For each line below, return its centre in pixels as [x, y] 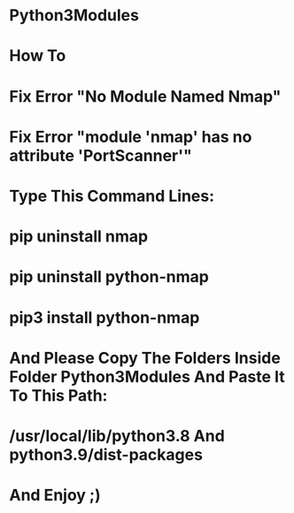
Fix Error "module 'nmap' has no [131, 137]
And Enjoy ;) [55, 495]
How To [38, 56]
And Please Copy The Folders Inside [145, 358]
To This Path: [58, 395]
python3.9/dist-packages [106, 454]
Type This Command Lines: [112, 196]
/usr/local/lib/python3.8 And [117, 436]
